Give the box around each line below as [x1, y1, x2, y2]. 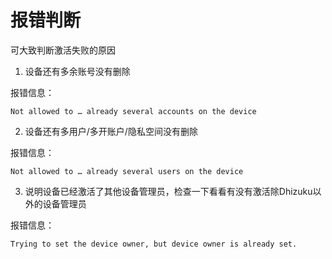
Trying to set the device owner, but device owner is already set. [10, 239, 298, 249]
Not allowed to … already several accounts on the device [10, 106, 257, 116]
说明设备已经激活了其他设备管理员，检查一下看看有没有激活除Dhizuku [24, 185, 313, 197]
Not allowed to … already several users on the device [10, 166, 244, 176]
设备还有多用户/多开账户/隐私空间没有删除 [24, 125, 198, 137]
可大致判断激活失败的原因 [10, 44, 116, 56]
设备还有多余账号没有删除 [24, 65, 131, 77]
